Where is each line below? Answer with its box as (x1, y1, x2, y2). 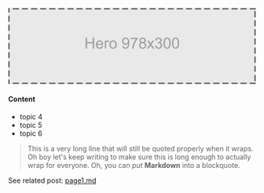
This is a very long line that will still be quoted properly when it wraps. (27, 144, 254, 153)
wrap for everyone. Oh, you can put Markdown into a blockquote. (27, 160, 241, 169)
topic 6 (19, 129, 43, 138)
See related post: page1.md (8, 176, 97, 185)
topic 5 (19, 120, 42, 129)
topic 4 (19, 111, 43, 121)
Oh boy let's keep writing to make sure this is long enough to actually (27, 152, 251, 162)
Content (8, 94, 35, 104)
